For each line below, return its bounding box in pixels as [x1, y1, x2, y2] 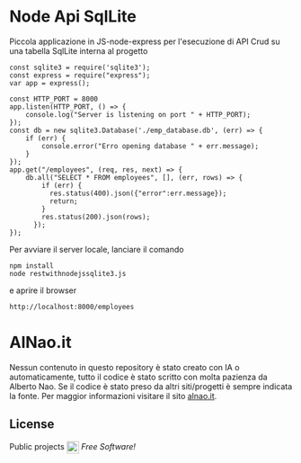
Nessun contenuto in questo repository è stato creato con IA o [9, 361, 240, 372]
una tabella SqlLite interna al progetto [9, 45, 148, 56]
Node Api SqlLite [9, 6, 137, 27]
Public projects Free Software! [9, 441, 137, 451]
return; [49, 196, 78, 206]
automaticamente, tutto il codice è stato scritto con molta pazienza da [9, 371, 268, 382]
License [9, 416, 55, 432]
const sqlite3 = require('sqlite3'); [9, 63, 151, 72]
